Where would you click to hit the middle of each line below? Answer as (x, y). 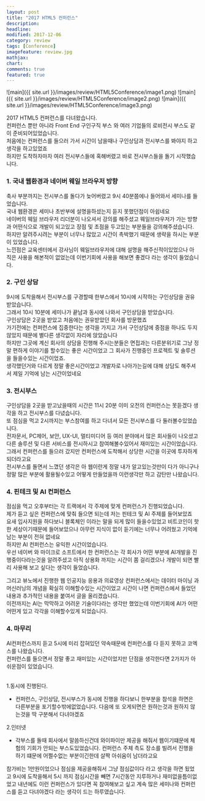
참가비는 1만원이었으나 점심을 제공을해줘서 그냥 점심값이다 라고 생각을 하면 (95, 768)
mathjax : (17, 58)
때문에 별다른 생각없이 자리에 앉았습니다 (70, 335)
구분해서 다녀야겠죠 (61, 714)
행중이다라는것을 (26, 560)
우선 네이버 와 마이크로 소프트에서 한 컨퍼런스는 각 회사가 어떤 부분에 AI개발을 (99, 552)
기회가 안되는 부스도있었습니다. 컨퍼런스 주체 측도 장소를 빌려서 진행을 (110, 748)
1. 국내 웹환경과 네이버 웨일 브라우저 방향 (62, 182)
